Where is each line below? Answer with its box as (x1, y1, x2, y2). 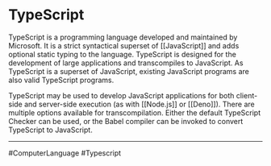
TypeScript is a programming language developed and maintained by (8, 32, 238, 42)
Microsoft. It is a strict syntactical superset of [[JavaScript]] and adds (8, 40, 240, 50)
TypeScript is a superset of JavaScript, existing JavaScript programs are (8, 66, 250, 76)
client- (236, 90, 258, 100)
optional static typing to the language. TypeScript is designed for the (8, 49, 236, 59)
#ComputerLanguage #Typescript (8, 147, 122, 158)
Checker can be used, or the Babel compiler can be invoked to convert (8, 116, 244, 126)
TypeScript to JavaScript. (8, 125, 93, 135)
